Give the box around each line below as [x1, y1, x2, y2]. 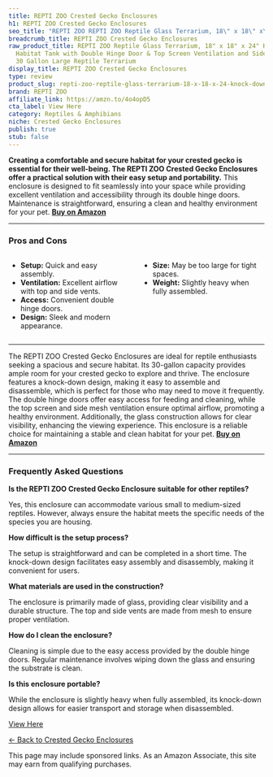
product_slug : [8, 80, 57, 88]
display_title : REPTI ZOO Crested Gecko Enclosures [8, 65, 187, 73]
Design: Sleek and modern [19, 312, 111, 322]
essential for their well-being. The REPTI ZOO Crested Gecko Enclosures [8, 163, 258, 173]
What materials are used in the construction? [8, 582, 164, 592]
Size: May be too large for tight [152, 260, 258, 270]
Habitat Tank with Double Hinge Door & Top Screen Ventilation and [15, 50, 249, 58]
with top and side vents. [19, 286, 101, 296]
